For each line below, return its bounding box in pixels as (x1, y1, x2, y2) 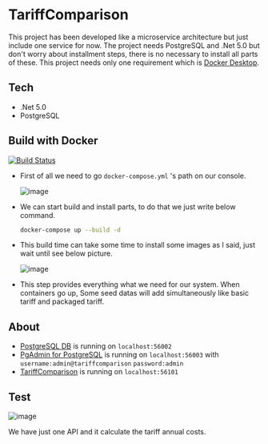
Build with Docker (8, 134, 98, 147)
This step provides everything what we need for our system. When (19, 280, 240, 289)
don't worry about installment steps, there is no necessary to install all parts (8, 49, 258, 59)
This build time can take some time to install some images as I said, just (19, 240, 256, 250)
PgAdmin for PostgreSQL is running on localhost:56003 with (19, 350, 219, 360)
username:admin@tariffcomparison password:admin (19, 360, 184, 368)
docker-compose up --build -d (19, 226, 122, 234)
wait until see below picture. (19, 248, 114, 258)
